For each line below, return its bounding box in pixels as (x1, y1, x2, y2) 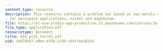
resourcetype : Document (5, 30, 53, 34)
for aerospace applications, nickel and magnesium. (9, 16, 116, 21)
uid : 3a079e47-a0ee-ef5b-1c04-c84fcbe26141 (5, 39, 95, 44)
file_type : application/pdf (5, 25, 62, 30)
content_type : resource (5, 7, 53, 12)
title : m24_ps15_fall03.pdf (5, 34, 62, 39)
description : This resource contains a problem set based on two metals (5, 12, 155, 17)
